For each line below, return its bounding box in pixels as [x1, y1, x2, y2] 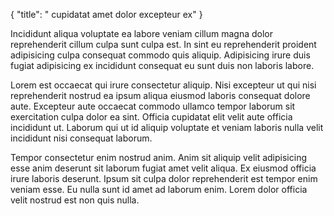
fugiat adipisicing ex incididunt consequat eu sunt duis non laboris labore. [10, 60, 315, 71]
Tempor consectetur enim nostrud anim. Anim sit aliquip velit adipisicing [10, 152, 307, 163]
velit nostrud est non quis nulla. [10, 194, 140, 206]
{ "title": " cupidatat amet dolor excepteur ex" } [10, 9, 203, 20]
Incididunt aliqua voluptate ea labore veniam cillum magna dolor [10, 28, 273, 39]
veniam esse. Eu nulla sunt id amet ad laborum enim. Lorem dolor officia [10, 184, 308, 195]
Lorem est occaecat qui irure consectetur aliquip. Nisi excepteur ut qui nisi [10, 79, 317, 91]
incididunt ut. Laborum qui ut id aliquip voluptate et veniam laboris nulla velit [10, 122, 324, 133]
